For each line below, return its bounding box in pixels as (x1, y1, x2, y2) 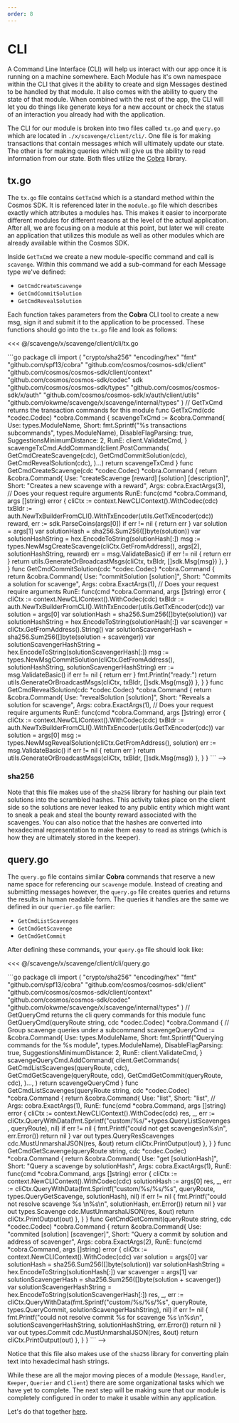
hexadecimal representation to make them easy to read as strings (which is (7, 825, 228, 834)
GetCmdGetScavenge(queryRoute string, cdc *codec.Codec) (7, 1147, 187, 1155)
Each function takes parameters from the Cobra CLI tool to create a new (7, 310, 219, 319)
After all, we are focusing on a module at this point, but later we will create (7, 223, 225, 232)
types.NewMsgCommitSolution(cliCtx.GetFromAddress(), (7, 655, 175, 664)
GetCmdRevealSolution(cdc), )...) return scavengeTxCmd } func (7, 459, 193, 467)
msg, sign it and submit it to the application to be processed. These (7, 318, 205, 327)
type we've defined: (7, 268, 66, 276)
